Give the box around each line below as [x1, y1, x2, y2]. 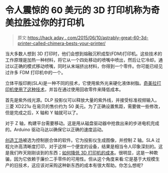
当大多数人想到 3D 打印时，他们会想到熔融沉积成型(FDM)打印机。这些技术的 [5, 51, 162, 57]
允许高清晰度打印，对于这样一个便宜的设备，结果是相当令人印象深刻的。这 [9, 143, 163, 149]
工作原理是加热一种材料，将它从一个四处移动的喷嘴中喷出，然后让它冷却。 [5, 57, 158, 63]
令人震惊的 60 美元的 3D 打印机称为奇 [5, 5, 160, 16]
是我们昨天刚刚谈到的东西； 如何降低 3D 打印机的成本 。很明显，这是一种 [5, 149, 154, 155]
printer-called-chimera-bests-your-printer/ [17, 40, 106, 46]
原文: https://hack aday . [17, 35, 66, 41]
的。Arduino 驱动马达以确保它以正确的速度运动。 [5, 126, 106, 132]
